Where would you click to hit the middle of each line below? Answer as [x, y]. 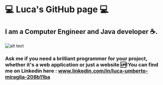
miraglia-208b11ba [28, 77]
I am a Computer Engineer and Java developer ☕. [81, 32]
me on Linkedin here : [31, 71]
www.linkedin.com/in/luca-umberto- [103, 71]
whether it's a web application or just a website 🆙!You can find [82, 64]
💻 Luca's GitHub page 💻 [57, 10]
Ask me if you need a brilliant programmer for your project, [76, 58]
